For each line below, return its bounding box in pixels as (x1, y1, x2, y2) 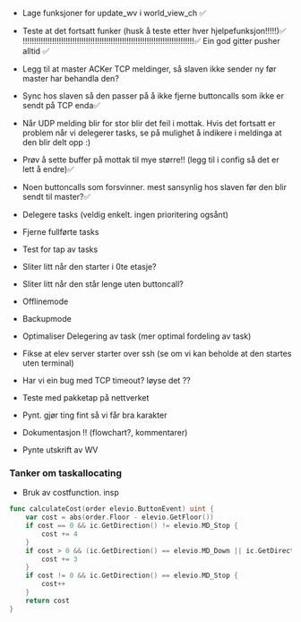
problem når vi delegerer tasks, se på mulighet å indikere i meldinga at (21, 127, 282, 138)
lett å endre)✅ (21, 164, 74, 174)
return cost (25, 596, 70, 605)
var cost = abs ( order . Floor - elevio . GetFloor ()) (25, 513, 215, 523)
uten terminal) (21, 358, 74, 368)
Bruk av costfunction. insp (21, 488, 119, 498)
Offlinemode (21, 296, 69, 307)
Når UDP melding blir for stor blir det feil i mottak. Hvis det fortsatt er (21, 118, 276, 128)
